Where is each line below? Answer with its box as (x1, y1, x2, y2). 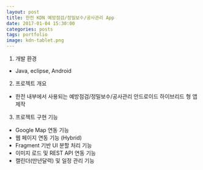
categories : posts (6, 26, 53, 32)
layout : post (6, 9, 40, 15)
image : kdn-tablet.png (6, 37, 64, 43)
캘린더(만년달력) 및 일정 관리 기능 (15, 157, 95, 164)
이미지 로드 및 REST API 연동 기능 (15, 149, 96, 157)
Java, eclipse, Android (15, 67, 72, 74)
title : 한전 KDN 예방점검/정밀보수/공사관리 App (6, 15, 115, 21)
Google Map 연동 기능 (15, 127, 69, 133)
